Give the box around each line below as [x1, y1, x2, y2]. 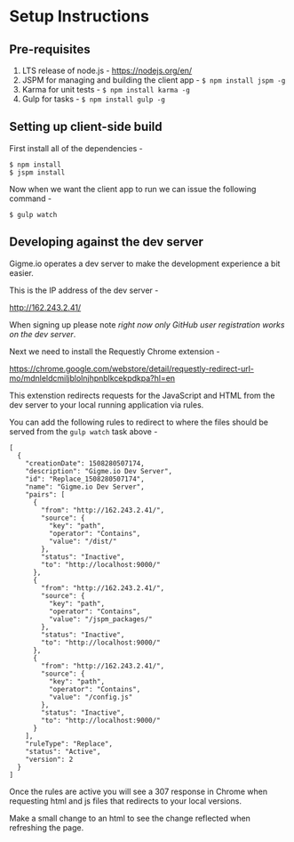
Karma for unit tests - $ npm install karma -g [21, 85, 191, 94]
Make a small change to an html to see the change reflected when [9, 813, 251, 823]
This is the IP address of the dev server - [9, 285, 159, 296]
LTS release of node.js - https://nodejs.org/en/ [21, 65, 193, 76]
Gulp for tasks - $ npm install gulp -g [21, 93, 166, 104]
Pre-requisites [9, 42, 91, 57]
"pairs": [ [25, 490, 66, 499]
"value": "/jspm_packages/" [48, 614, 153, 624]
